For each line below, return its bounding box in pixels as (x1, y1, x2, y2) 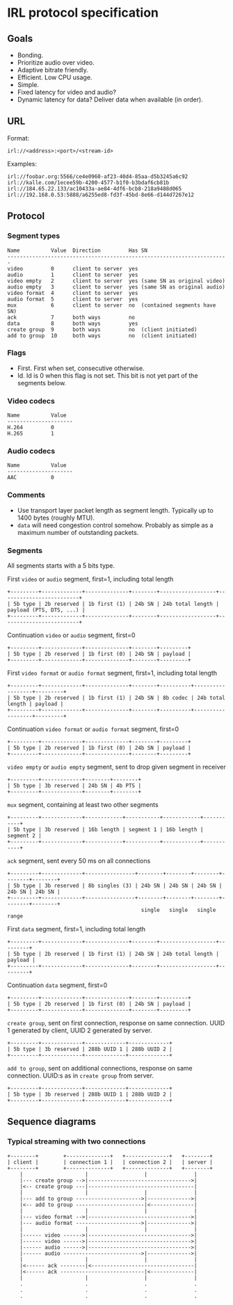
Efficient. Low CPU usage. (17, 73, 93, 81)
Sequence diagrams (7, 1116, 96, 1128)
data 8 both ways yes (7, 320, 138, 327)
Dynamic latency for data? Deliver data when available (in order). (17, 95, 203, 104)
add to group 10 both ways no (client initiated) (7, 332, 198, 339)
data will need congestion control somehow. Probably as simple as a (17, 520, 214, 529)
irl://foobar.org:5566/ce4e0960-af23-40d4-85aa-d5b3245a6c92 (7, 173, 188, 180)
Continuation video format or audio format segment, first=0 (7, 725, 179, 733)
